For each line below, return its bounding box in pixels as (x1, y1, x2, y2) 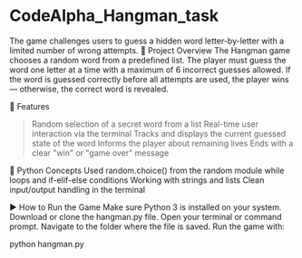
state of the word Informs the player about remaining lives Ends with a (31, 138, 294, 148)
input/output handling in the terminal (9, 184, 146, 195)
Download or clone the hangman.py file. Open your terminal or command (9, 211, 283, 222)
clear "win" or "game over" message (31, 147, 170, 158)
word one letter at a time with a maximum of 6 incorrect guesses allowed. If (9, 64, 292, 75)
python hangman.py (9, 238, 84, 249)
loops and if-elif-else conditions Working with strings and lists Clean (9, 174, 265, 186)
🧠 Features (9, 100, 50, 111)
